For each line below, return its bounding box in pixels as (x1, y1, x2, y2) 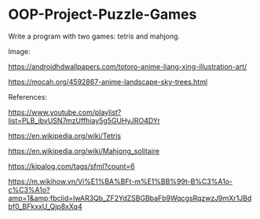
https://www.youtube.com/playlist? (8, 108, 122, 117)
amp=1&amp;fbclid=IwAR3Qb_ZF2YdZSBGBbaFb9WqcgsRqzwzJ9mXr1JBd (8, 193, 252, 203)
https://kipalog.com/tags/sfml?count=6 (8, 161, 135, 170)
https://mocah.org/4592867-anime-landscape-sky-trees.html (8, 77, 208, 86)
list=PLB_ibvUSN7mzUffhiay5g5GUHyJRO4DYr (8, 115, 161, 125)
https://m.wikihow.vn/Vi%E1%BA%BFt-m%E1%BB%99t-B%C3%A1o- (8, 177, 233, 186)
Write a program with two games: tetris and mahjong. (8, 31, 181, 41)
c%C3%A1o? (8, 184, 50, 194)
